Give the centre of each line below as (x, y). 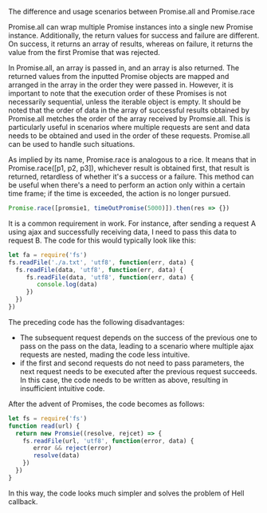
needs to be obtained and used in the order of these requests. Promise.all (129, 136)
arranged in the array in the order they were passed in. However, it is (121, 85)
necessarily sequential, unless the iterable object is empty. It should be (125, 102)
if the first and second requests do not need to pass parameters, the (132, 363)
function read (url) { (44, 426)
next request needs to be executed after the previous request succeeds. (138, 371)
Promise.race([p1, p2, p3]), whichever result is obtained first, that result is (129, 168)
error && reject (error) (73, 448)
